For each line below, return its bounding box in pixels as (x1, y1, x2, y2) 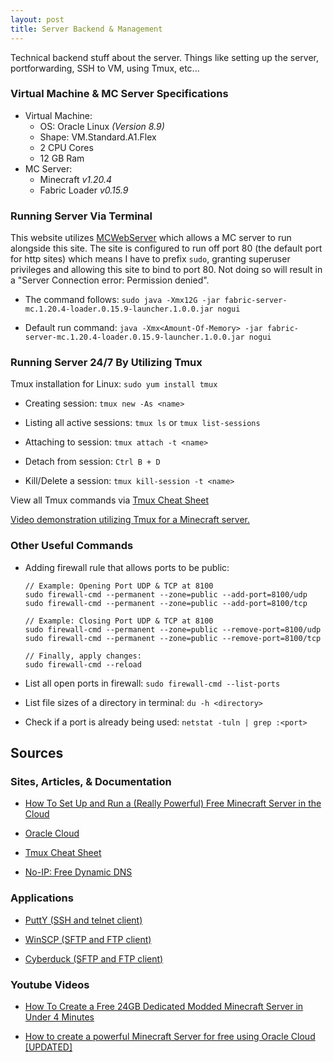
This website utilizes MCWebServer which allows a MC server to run (10, 232, 292, 244)
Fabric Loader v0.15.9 (39, 184, 129, 196)
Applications (10, 891, 74, 905)
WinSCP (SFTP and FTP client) (24, 933, 152, 945)
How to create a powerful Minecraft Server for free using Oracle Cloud (24, 1030, 316, 1042)
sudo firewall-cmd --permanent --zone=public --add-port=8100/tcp (24, 598, 308, 608)
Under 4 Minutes (24, 1011, 95, 1023)
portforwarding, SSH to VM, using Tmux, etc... (10, 62, 200, 74)
